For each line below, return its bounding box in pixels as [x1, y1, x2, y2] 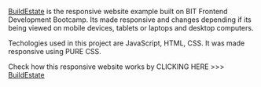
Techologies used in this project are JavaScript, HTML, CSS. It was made [8, 38, 245, 48]
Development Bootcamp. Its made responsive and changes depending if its [8, 15, 252, 24]
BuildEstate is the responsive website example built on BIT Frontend [8, 7, 228, 16]
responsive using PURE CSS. [8, 47, 102, 56]
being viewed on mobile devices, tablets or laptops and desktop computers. [8, 24, 254, 32]
